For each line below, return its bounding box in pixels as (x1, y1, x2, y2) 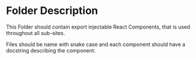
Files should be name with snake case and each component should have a (6, 41, 185, 48)
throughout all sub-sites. (6, 29, 66, 36)
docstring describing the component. (6, 47, 96, 54)
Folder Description (6, 4, 98, 17)
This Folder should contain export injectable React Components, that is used (6, 23, 190, 30)
